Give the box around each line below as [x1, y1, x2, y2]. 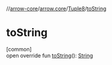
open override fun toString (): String [6, 52, 93, 59]
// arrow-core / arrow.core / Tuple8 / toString [6, 5, 107, 12]
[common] [6, 45, 32, 52]
